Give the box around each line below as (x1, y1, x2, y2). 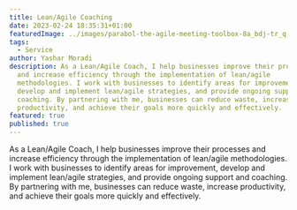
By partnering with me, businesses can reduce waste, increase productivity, (9, 182, 286, 191)
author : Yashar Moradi (9, 54, 93, 63)
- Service (17, 46, 53, 55)
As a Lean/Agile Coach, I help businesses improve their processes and (9, 144, 267, 154)
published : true (9, 120, 69, 129)
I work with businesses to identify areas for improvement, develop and (9, 162, 265, 173)
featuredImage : (9, 29, 65, 38)
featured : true (9, 111, 65, 120)
